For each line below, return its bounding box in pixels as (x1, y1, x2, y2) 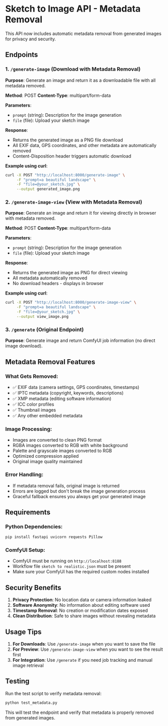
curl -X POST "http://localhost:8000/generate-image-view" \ (5, 300, 137, 305)
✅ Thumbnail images (12, 407, 57, 413)
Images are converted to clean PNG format (12, 437, 102, 443)
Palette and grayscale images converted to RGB (12, 448, 112, 454)
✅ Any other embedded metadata (12, 412, 83, 418)
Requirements (5, 508, 50, 516)
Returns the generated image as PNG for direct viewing (12, 270, 128, 276)
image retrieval (12, 662, 44, 668)
